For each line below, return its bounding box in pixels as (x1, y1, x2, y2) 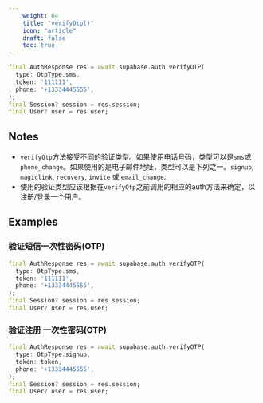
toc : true (22, 41, 56, 49)
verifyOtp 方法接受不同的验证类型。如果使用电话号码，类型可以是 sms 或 (19, 152, 252, 162)
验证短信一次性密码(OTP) (8, 241, 105, 252)
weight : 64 (22, 11, 59, 20)
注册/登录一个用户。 (19, 192, 86, 202)
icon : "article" (22, 26, 77, 34)
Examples (8, 215, 58, 229)
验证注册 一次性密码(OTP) (8, 324, 108, 335)
